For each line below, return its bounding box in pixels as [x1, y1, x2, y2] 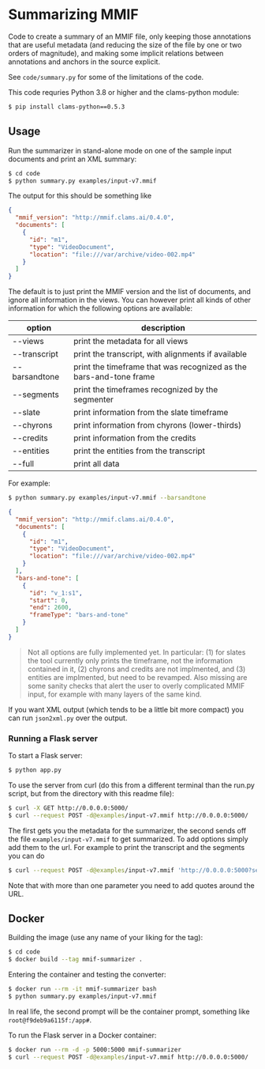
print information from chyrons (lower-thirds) [73, 420, 242, 431]
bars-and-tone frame [73, 372, 155, 383]
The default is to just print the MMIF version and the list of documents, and [8, 287, 251, 297]
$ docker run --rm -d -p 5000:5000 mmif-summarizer [8, 1045, 181, 1053]
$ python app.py [8, 766, 62, 774]
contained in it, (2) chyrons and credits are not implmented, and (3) [27, 664, 246, 674]
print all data [73, 459, 120, 470]
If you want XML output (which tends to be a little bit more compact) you [8, 704, 244, 714]
